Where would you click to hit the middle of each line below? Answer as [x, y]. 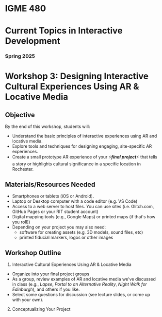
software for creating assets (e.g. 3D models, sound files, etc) [81, 232]
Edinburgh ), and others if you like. [46, 289]
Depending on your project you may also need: [59, 227]
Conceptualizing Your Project [41, 309]
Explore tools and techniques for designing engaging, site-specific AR [82, 146]
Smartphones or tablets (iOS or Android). [53, 196]
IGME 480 [25, 9]
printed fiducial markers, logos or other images [66, 238]
